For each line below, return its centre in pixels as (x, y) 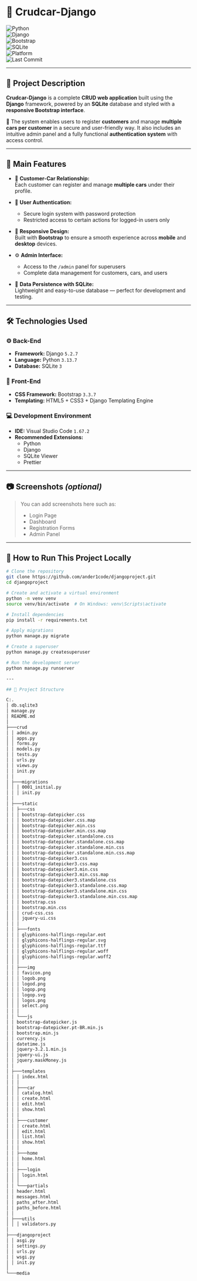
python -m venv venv (31, 599)
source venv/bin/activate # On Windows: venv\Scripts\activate (86, 604)
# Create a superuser (33, 647)
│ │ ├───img (21, 968)
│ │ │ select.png (27, 1006)
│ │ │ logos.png (26, 1000)
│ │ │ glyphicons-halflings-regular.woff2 (59, 957)
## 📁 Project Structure (35, 690)
